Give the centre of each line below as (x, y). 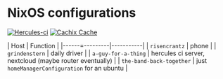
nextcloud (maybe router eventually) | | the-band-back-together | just (107, 60)
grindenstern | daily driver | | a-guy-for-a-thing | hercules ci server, (106, 53)
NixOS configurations (72, 13)
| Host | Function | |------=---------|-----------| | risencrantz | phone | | (112, 45)
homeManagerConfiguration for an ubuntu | (68, 68)
